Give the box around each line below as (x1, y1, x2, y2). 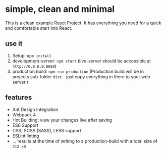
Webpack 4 (12, 111, 36, 117)
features (5, 93, 32, 102)
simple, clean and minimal (5, 3, 115, 15)
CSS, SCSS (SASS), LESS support (12, 127, 82, 133)
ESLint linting (12, 133, 40, 139)
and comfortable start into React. (5, 25, 73, 31)
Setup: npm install (12, 52, 52, 58)
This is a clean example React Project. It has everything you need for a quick (5, 20, 162, 26)
